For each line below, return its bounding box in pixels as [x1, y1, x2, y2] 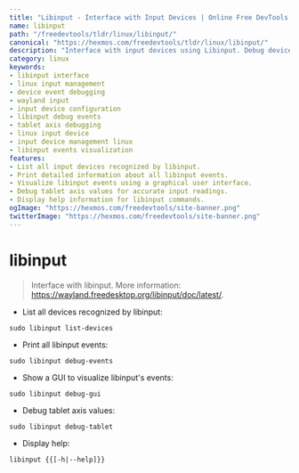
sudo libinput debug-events [9, 356, 114, 365]
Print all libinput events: [21, 339, 109, 350]
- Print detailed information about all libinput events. [9, 170, 229, 179]
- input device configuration [9, 104, 122, 113]
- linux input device [9, 129, 90, 138]
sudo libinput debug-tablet [9, 422, 114, 431]
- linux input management [9, 79, 105, 88]
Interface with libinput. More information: [30, 280, 182, 290]
